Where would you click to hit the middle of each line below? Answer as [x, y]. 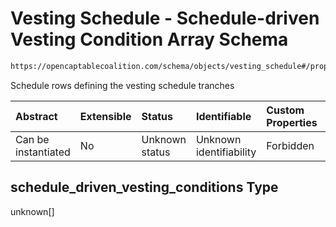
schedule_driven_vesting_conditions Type [144, 187]
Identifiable [223, 116]
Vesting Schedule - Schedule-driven [165, 18]
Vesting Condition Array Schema [149, 39]
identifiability [226, 152]
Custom [285, 110]
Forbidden [290, 145]
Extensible [105, 116]
